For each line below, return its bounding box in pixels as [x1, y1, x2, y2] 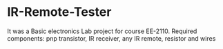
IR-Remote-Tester [7, 4, 112, 20]
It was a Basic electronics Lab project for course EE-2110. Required [7, 27, 197, 35]
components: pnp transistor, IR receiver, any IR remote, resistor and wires [7, 34, 216, 42]
